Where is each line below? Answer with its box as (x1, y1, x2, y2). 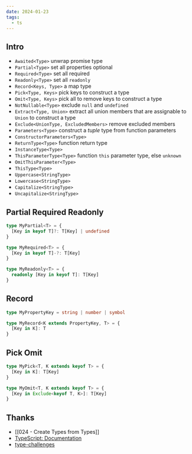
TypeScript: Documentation (14, 434, 82, 442)
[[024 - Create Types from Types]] (14, 428, 99, 436)
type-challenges (14, 441, 55, 448)
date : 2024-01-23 (6, 8, 49, 15)
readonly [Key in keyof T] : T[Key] (11, 272, 99, 278)
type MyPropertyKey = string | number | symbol (6, 309, 126, 315)
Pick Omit (6, 348, 43, 358)
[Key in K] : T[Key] (11, 369, 60, 374)
